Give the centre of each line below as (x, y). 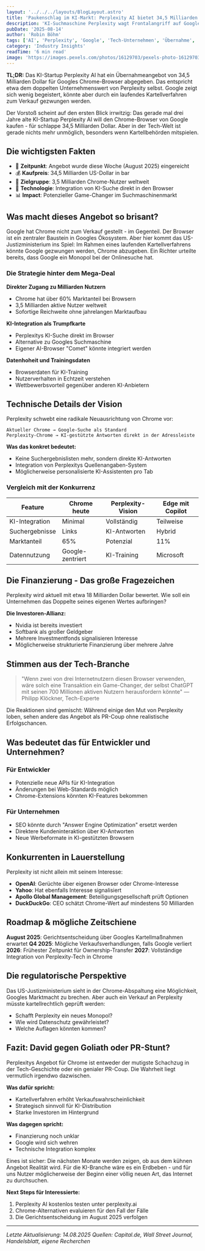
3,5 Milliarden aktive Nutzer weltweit (61, 305)
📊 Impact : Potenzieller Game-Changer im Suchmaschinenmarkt (96, 195)
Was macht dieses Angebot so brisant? (82, 217)
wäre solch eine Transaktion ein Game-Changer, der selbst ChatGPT (107, 685)
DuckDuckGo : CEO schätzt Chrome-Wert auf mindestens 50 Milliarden (104, 904)
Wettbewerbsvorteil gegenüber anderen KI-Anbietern (82, 385)
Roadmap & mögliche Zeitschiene (71, 922)
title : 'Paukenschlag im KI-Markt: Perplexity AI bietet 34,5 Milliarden (102, 18)
